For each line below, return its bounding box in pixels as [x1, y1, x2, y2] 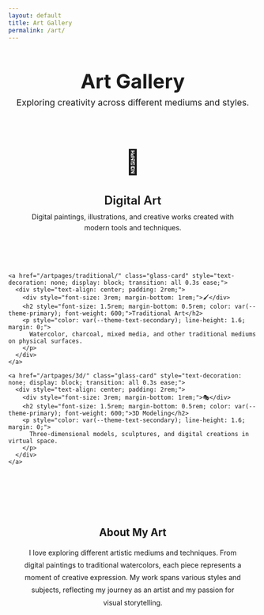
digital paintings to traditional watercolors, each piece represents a [24, 560, 242, 570]
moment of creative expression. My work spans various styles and [25, 573, 241, 583]
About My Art [99, 526, 167, 539]
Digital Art [104, 192, 162, 208]
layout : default [8, 11, 62, 20]
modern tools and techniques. [84, 223, 182, 233]
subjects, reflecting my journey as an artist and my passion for [31, 585, 235, 594]
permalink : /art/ [8, 26, 66, 34]
